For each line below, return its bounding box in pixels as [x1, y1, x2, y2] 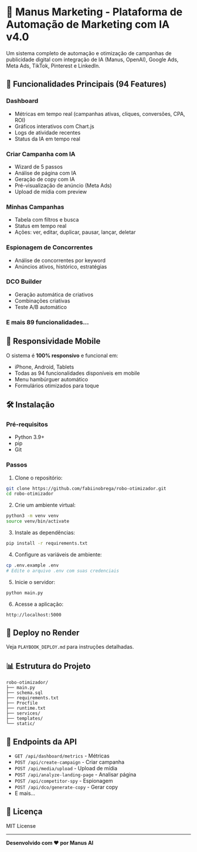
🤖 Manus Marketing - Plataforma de [6, 5, 183, 19]
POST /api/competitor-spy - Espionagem [14, 777, 113, 784]
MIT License [6, 822, 36, 829]
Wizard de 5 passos [14, 163, 63, 170]
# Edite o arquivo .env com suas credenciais [6, 568, 119, 573]
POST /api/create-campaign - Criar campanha [14, 758, 125, 766]
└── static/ [6, 721, 35, 727]
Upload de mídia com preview [14, 188, 87, 195]
